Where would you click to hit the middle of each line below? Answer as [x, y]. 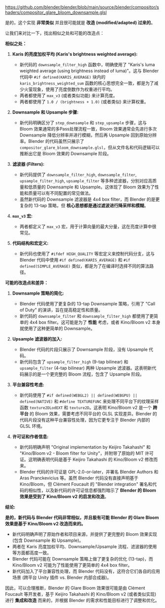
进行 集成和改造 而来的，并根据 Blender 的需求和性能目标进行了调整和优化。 [82, 600]
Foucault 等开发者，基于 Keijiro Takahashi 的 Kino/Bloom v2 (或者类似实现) [81, 594]
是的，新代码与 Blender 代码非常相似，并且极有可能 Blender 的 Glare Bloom [82, 518]
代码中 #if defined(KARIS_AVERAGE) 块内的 [63, 77]
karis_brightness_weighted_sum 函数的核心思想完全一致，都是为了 [87, 83]
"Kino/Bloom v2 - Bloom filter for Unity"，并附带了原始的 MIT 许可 [86, 453]
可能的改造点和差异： [27, 283]
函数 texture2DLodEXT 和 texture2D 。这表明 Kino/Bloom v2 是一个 [85, 408]
